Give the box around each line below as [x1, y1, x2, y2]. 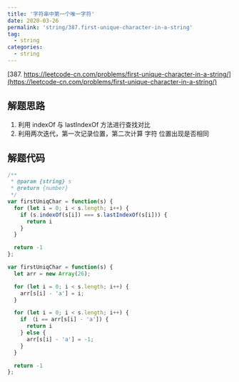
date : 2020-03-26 [7, 17, 59, 24]
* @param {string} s [10, 178, 72, 186]
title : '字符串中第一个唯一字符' [7, 10, 95, 18]
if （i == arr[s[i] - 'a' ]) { [20, 316, 109, 323]
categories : [7, 44, 43, 51]
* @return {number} [10, 185, 69, 192]
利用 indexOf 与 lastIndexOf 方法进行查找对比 [17, 120, 151, 129]
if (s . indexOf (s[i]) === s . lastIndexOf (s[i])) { [20, 211, 168, 218]
